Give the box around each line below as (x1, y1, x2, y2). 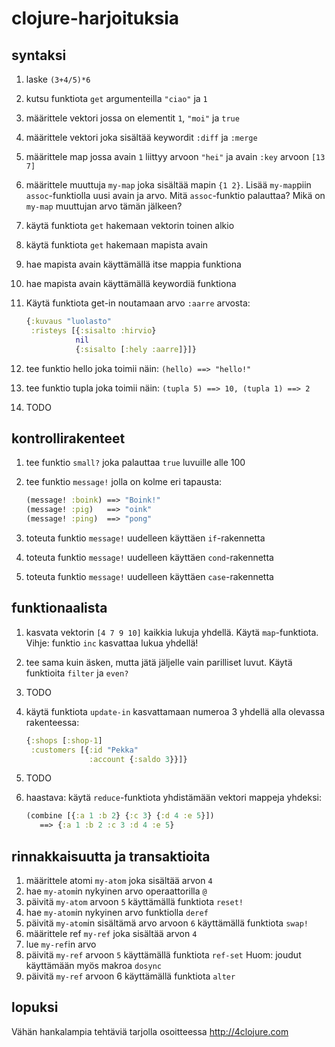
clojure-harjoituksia (11, 7, 180, 30)
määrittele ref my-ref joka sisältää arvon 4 (25, 927, 198, 939)
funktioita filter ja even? (25, 667, 129, 679)
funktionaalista (11, 600, 108, 617)
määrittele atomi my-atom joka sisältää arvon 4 (25, 874, 213, 886)
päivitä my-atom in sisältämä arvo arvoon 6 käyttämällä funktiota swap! (25, 917, 309, 929)
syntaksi (11, 47, 67, 64)
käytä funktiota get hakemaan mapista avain (25, 239, 209, 251)
